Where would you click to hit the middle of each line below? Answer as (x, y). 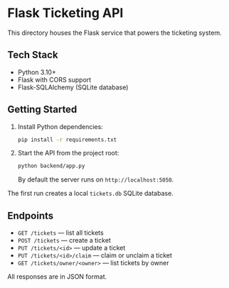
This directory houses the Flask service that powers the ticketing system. (114, 33)
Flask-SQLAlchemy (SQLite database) (73, 87)
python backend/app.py (51, 166)
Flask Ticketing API (65, 13)
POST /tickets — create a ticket (64, 240)
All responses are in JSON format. (57, 277)
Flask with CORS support (54, 79)
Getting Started (42, 110)
